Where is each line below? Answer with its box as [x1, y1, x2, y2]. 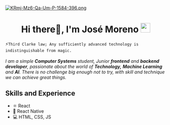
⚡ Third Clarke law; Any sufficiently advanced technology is [5, 41, 139, 47]
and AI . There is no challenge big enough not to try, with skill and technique [5, 69, 165, 75]
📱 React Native [12, 108, 44, 114]
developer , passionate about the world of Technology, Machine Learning [5, 63, 162, 69]
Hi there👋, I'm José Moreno [21, 23, 139, 35]
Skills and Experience [5, 89, 76, 98]
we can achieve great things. [5, 74, 67, 80]
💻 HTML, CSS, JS [12, 114, 52, 120]
